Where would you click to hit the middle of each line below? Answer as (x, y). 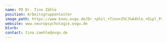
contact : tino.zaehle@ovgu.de (37, 33)
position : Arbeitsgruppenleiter (39, 14)
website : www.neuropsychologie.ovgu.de (46, 23)
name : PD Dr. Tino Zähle (31, 10)
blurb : (12, 28)
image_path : (17, 19)
